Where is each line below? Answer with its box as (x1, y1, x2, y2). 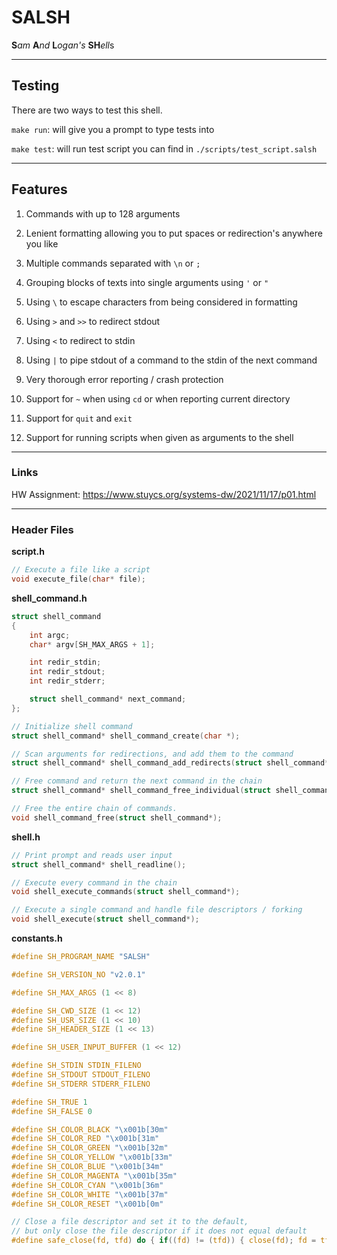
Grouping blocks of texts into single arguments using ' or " (25, 276, 269, 288)
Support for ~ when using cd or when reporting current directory (25, 392, 291, 405)
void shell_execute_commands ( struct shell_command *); (11, 887, 241, 897)
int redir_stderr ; (29, 676, 106, 686)
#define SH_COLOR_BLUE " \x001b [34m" (11, 1162, 164, 1172)
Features (11, 181, 68, 198)
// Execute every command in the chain (11, 877, 178, 888)
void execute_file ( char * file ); (11, 574, 146, 585)
